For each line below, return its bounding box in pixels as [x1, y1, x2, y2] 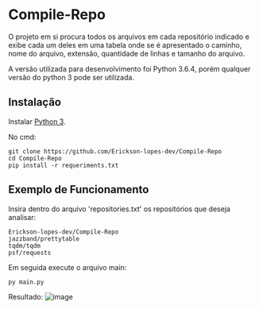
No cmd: [8, 132, 37, 141]
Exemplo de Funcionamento [8, 183, 149, 196]
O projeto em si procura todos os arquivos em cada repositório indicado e [8, 32, 250, 41]
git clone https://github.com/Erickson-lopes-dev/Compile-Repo [8, 147, 222, 156]
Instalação [8, 95, 62, 109]
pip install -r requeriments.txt [8, 161, 119, 169]
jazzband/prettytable [8, 234, 80, 243]
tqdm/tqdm [8, 241, 41, 249]
